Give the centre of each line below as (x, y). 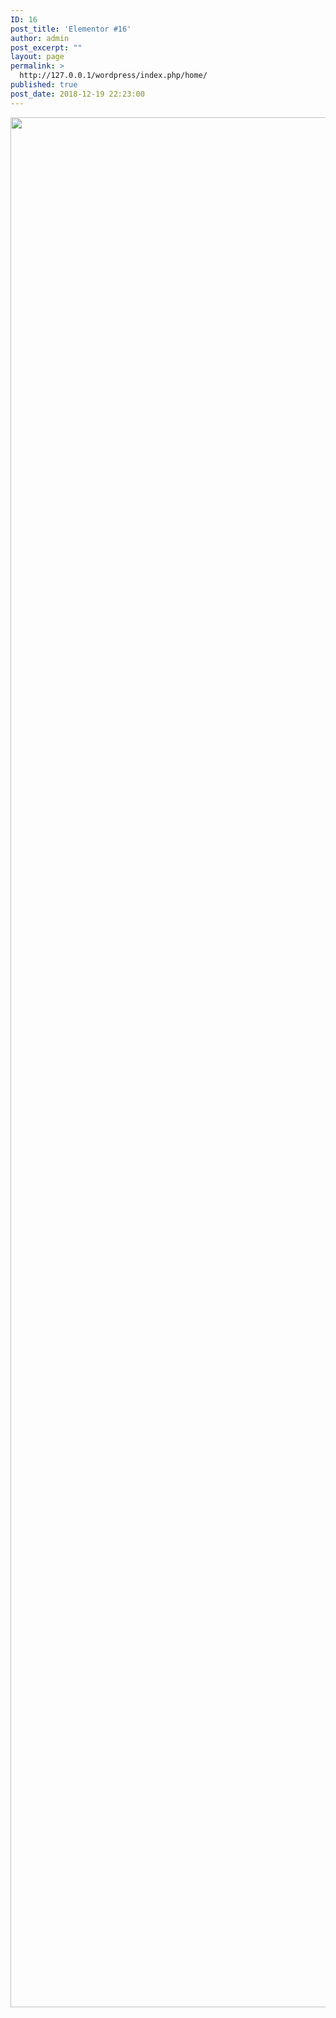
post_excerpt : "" (46, 47)
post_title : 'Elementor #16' (71, 29)
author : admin (40, 38)
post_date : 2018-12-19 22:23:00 (77, 94)
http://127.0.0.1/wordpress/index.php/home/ (113, 76)
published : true (44, 85)
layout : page (37, 57)
